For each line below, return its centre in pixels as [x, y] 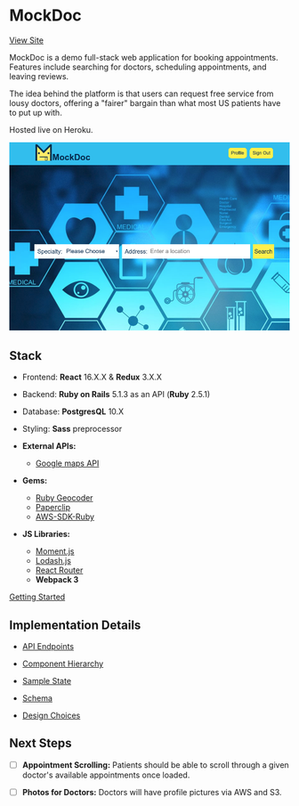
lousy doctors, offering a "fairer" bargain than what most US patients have [145, 102]
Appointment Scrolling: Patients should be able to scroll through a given [155, 765]
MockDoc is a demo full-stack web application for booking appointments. [144, 57]
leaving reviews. [39, 76]
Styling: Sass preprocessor [72, 429]
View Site [27, 40]
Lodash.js [53, 561]
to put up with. [36, 112]
